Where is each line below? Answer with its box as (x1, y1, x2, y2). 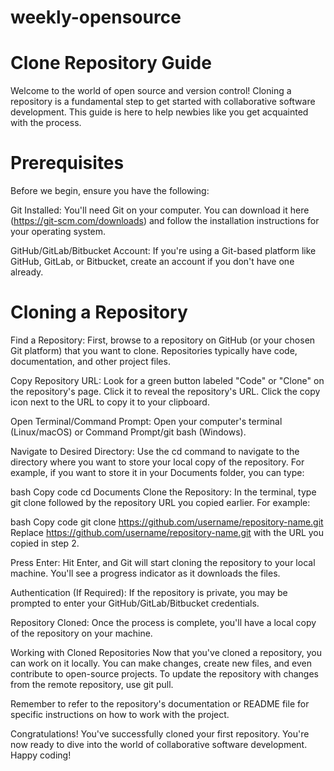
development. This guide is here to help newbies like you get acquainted (10, 106, 309, 118)
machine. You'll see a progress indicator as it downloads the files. (10, 567, 281, 579)
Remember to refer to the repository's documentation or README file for (10, 698, 310, 710)
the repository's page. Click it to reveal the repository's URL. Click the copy (10, 386, 321, 397)
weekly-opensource (10, 6, 182, 29)
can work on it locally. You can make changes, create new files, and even (10, 657, 312, 669)
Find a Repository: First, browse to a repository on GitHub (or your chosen (10, 334, 316, 346)
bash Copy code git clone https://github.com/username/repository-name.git (10, 516, 324, 528)
